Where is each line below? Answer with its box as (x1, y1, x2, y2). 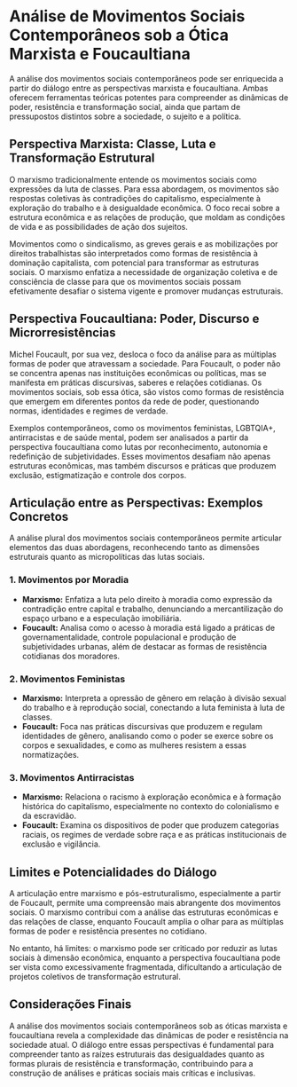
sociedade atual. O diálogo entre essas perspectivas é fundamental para (9, 1039, 275, 1050)
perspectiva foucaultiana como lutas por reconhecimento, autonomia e (9, 441, 269, 452)
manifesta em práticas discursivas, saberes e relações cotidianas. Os (9, 377, 262, 388)
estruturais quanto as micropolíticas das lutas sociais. (9, 552, 206, 563)
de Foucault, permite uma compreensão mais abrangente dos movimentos (9, 898, 281, 909)
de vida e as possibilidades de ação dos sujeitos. (9, 221, 188, 232)
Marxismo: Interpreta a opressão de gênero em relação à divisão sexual (21, 692, 286, 703)
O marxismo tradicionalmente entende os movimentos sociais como (9, 174, 257, 185)
